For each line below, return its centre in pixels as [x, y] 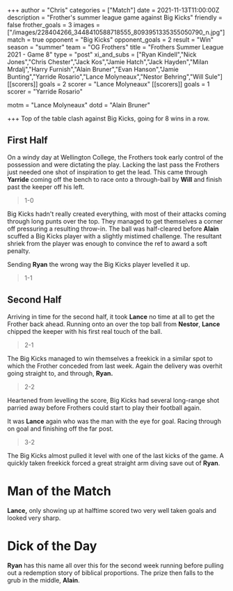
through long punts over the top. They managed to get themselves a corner [115, 221]
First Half [27, 140]
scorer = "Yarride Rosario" [45, 91]
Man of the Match [59, 491]
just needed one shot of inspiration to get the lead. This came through [107, 172]
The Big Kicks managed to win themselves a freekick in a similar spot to [110, 358]
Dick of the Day [52, 546]
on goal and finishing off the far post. [60, 429]
